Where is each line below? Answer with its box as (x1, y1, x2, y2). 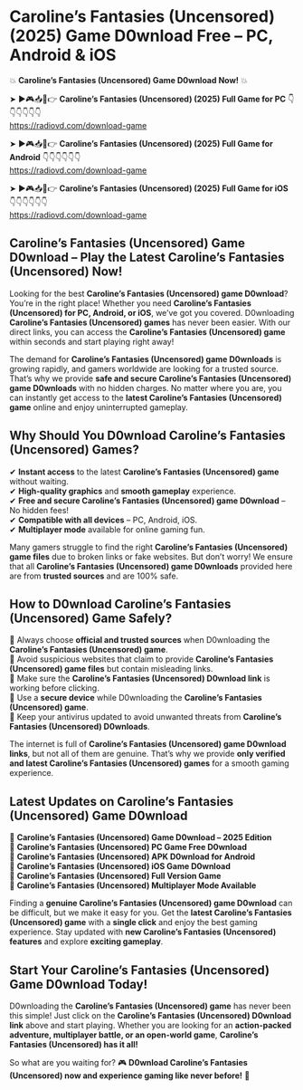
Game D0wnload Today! (9, 976, 148, 992)
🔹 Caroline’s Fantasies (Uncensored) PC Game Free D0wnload (9, 842, 247, 853)
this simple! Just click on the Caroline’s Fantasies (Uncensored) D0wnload (9, 1010, 292, 1020)
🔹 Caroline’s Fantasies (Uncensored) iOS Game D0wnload (9, 861, 231, 872)
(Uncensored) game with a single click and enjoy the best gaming (9, 917, 258, 928)
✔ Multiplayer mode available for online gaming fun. (9, 523, 205, 535)
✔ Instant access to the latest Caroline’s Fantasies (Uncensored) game (9, 466, 279, 477)
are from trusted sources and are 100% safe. (9, 570, 179, 581)
